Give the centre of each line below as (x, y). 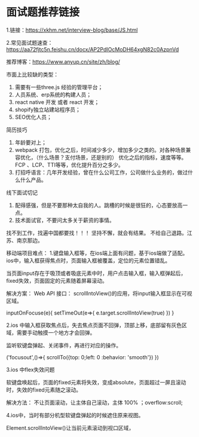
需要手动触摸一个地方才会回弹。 (56, 332)
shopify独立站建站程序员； (48, 109)
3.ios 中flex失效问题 (30, 369)
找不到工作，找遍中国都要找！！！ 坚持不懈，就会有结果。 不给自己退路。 (97, 233)
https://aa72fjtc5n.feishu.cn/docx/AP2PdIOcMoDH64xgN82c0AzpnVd (93, 49)
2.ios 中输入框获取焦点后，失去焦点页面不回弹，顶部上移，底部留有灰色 (94, 325)
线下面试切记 (22, 192)
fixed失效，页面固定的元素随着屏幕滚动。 (57, 280)
